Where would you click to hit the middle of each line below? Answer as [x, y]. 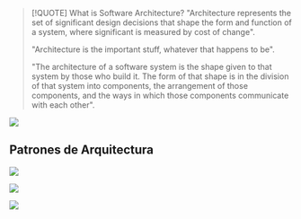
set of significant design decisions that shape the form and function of [161, 22]
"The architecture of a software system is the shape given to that [151, 67]
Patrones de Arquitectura [82, 150]
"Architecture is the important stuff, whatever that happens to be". [153, 49]
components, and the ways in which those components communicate [160, 95]
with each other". [63, 105]
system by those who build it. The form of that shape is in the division [160, 76]
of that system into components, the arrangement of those [140, 86]
